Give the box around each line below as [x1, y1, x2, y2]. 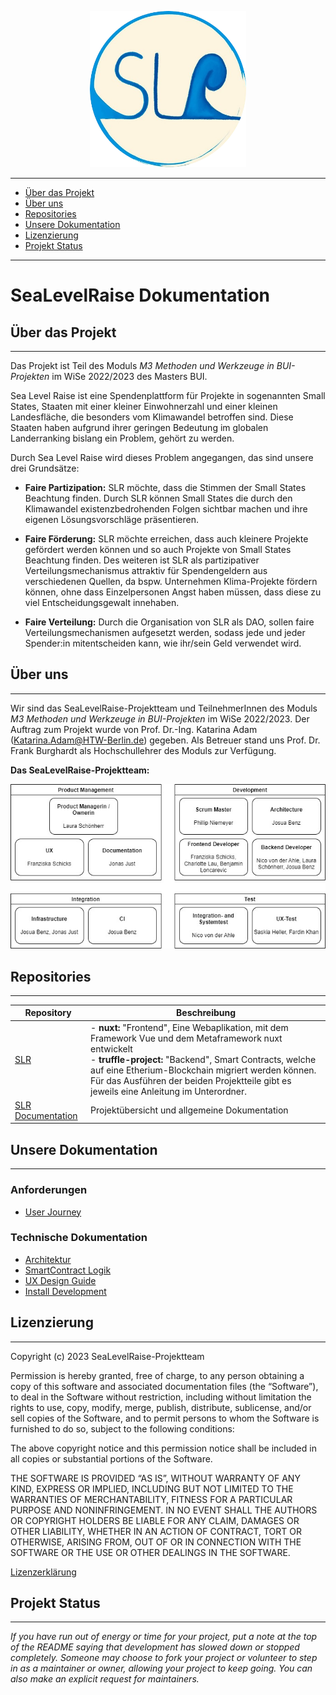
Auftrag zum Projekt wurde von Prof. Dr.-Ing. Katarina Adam [10, 723, 258, 735]
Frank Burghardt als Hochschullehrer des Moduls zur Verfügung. [10, 744, 277, 756]
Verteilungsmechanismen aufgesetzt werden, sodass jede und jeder [24, 627, 306, 638]
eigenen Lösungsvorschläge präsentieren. [24, 514, 199, 525]
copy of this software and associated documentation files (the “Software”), [10, 1380, 319, 1392]
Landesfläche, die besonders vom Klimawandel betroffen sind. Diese [10, 411, 294, 423]
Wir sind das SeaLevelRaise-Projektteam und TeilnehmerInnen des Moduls [10, 702, 318, 714]
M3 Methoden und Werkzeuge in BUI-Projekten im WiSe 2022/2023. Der [10, 712, 310, 725]
